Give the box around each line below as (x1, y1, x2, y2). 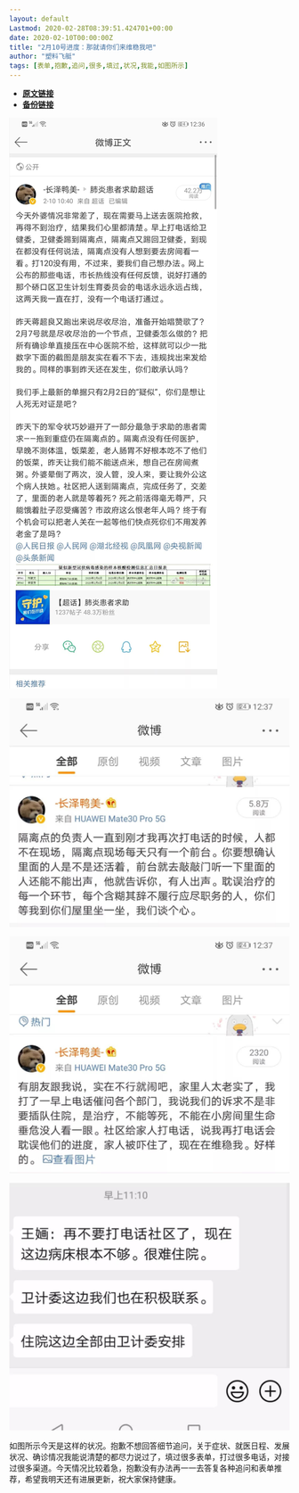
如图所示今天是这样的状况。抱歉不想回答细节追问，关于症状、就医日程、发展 (9, 1440, 290, 1451)
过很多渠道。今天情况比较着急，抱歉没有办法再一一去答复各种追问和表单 (9, 1463, 274, 1473)
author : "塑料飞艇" (9, 52, 77, 62)
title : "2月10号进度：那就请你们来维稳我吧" (9, 43, 158, 52)
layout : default (9, 14, 69, 23)
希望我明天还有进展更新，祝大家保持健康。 (24, 1473, 181, 1484)
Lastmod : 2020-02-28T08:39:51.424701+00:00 (9, 23, 174, 33)
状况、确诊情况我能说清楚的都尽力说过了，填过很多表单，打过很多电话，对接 (9, 1451, 290, 1462)
